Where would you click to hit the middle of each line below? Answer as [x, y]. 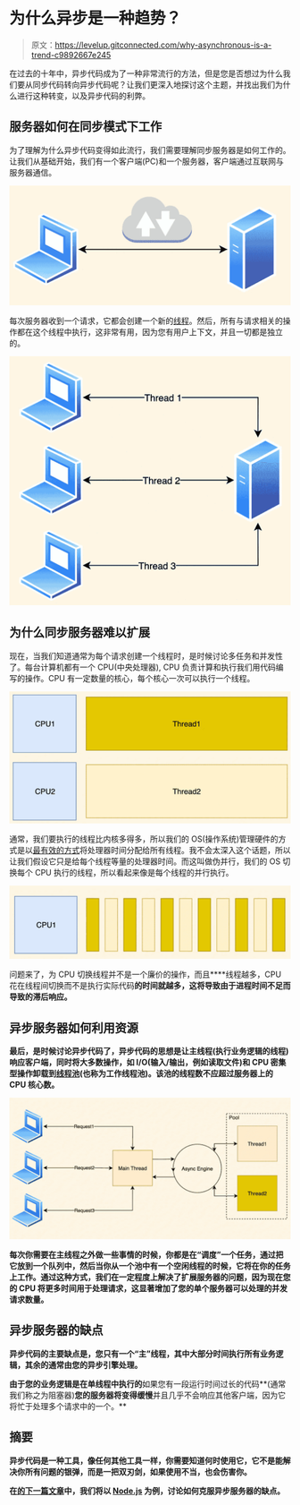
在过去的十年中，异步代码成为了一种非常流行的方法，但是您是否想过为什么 [146, 73]
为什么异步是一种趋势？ [96, 18]
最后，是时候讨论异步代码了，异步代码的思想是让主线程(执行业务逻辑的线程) [149, 1051]
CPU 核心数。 [34, 1085]
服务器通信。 [33, 172]
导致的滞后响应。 [41, 997]
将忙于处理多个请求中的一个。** [68, 1406]
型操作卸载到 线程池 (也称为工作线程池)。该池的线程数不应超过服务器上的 [142, 1073]
